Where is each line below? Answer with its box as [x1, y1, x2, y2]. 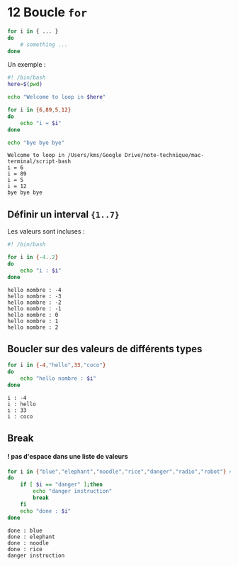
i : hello [7, 401, 37, 408]
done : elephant [7, 533, 55, 540]
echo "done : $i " [20, 507, 72, 515]
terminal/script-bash [7, 158, 72, 165]
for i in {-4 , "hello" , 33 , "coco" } [7, 361, 106, 369]
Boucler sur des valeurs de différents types [7, 343, 203, 355]
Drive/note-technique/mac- [124, 152, 204, 159]
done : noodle [7, 539, 50, 547]
